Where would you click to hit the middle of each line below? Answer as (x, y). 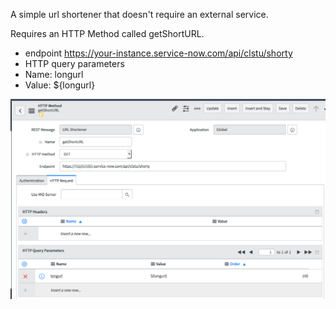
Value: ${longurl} (60, 85)
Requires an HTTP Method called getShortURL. (107, 33)
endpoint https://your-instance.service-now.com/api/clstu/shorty (158, 53)
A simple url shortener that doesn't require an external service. (139, 14)
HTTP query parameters (74, 63)
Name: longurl (54, 74)
